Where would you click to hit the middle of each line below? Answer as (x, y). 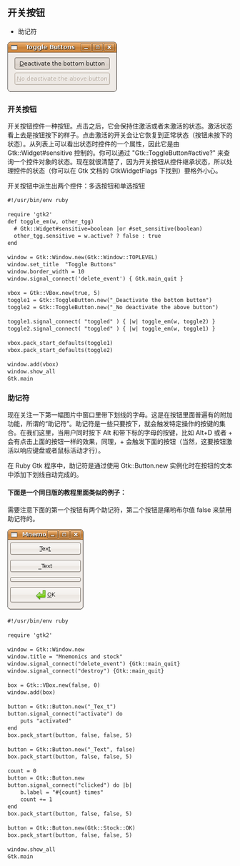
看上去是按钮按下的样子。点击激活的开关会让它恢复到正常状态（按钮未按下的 (120, 135)
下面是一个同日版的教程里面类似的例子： (67, 492)
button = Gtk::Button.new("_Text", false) (71, 749)
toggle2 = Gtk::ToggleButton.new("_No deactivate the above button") (113, 308)
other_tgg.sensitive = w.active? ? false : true (87, 236)
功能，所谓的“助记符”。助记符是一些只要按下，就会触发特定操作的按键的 (114, 424)
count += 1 (36, 799)
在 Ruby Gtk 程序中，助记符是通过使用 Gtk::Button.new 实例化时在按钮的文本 (120, 465)
